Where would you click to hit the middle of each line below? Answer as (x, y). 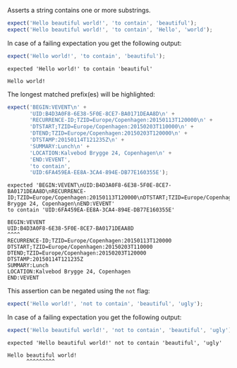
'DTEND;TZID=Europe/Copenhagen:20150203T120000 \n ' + (109, 133)
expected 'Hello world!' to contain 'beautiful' (80, 69)
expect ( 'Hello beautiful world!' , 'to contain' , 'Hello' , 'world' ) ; (110, 30)
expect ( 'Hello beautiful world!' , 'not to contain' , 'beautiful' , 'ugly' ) (120, 331)
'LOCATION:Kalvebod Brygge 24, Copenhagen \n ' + (101, 153)
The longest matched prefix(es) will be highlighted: (81, 94)
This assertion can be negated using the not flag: (79, 291)
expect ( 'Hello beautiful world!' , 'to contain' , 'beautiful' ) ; (102, 23)
